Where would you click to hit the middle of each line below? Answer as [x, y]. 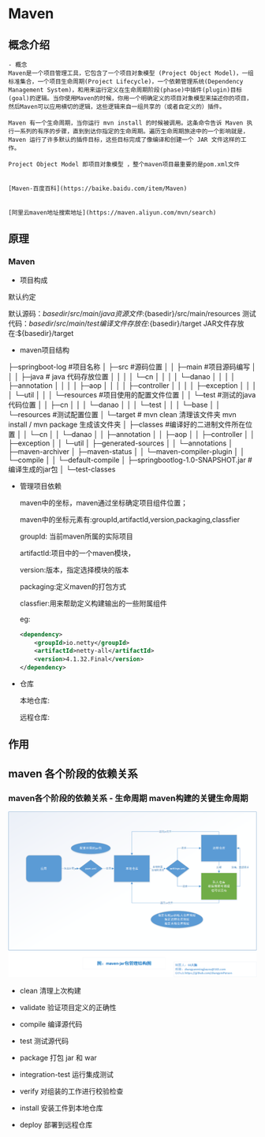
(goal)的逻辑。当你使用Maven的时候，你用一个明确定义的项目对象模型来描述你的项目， [130, 99]
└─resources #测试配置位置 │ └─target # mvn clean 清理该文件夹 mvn [122, 414]
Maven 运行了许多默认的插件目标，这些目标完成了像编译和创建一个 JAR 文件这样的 [125, 140]
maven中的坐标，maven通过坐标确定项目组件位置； [103, 502]
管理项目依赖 [40, 486]
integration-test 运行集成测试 [67, 1075]
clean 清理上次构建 [50, 991]
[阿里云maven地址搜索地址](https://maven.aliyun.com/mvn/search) [112, 213]
